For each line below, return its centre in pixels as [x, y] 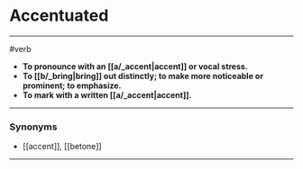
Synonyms [33, 127]
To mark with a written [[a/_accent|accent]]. [107, 94]
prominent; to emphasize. [72, 85]
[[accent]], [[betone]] [62, 147]
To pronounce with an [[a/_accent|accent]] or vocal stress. [135, 66]
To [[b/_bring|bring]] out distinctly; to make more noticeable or [143, 76]
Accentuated [59, 16]
